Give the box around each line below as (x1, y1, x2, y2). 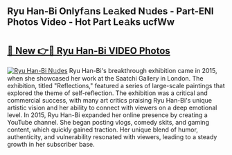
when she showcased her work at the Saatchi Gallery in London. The (7, 74, 204, 82)
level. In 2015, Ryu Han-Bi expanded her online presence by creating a (7, 111, 208, 119)
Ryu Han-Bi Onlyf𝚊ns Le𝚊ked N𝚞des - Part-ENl (7, 6, 214, 17)
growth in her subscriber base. (7, 141, 95, 148)
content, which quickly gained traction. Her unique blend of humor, (7, 125, 199, 134)
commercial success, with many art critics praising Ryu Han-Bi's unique (7, 96, 213, 104)
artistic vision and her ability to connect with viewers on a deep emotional (7, 103, 217, 112)
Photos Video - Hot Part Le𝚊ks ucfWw (7, 17, 175, 28)
